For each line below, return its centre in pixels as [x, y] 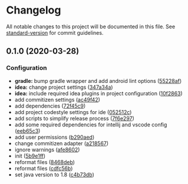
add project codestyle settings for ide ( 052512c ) [73, 112]
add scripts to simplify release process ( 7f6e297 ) [74, 118]
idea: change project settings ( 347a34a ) [64, 87]
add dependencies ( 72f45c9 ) [50, 106]
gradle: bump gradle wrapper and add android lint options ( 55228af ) [98, 81]
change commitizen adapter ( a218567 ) [62, 143]
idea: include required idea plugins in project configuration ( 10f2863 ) [98, 93]
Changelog [34, 10]
